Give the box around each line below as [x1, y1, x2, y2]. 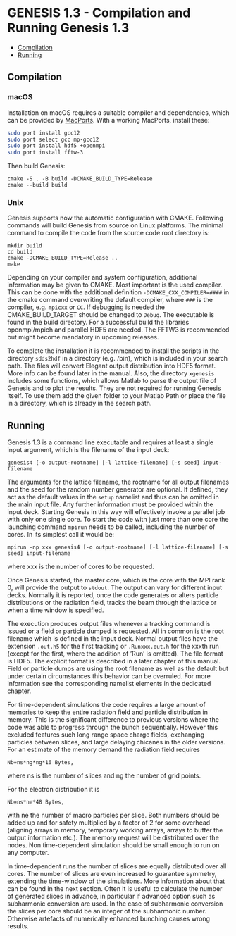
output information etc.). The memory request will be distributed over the [7, 833, 220, 842]
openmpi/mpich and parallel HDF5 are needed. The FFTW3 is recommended [7, 325, 230, 334]
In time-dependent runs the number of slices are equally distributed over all [7, 862, 227, 871]
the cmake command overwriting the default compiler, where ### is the [7, 296, 213, 304]
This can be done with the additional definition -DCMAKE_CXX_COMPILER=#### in [7, 288, 230, 297]
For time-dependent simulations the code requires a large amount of [7, 701, 206, 709]
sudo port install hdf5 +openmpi [7, 142, 106, 149]
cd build [7, 249, 33, 256]
